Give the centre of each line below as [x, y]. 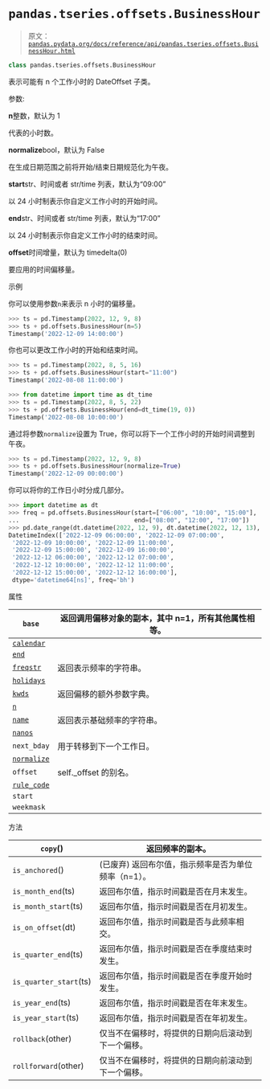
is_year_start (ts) [46, 1017]
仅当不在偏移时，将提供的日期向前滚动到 [176, 1060]
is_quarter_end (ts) [48, 954]
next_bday [31, 745]
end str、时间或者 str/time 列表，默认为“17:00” [84, 218]
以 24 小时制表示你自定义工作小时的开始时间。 [85, 201]
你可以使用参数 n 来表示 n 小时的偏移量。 [74, 303]
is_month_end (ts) [44, 890]
